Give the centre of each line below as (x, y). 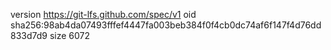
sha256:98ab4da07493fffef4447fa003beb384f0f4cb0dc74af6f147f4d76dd (166, 25)
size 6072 (70, 35)
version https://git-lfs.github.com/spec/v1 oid (103, 14)
